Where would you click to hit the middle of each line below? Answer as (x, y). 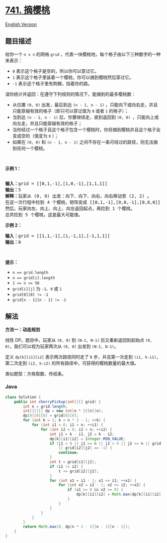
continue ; (69, 453)
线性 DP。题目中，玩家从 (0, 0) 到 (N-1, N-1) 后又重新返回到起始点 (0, (79, 340)
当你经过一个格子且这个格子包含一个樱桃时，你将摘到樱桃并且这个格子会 (86, 130)
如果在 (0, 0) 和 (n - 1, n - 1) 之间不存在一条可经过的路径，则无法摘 (85, 142)
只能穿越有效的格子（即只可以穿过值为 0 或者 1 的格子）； (70, 111)
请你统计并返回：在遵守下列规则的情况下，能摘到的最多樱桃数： (70, 94)
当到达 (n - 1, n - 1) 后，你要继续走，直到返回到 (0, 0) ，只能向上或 (85, 117)
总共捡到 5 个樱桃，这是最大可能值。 (44, 214)
